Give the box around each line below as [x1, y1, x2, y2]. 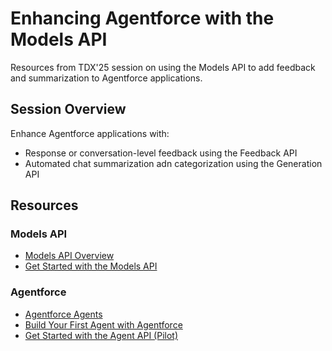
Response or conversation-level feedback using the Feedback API [24, 147, 298, 159]
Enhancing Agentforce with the [10, 7, 275, 30]
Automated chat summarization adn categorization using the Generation [24, 157, 323, 169]
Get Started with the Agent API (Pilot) [24, 329, 179, 341]
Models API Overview [24, 250, 115, 262]
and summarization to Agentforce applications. [10, 72, 203, 84]
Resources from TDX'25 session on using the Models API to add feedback [10, 61, 316, 73]
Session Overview [10, 101, 127, 118]
